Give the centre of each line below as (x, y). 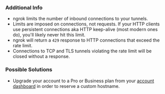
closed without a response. (41, 56)
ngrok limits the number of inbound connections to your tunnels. (80, 19)
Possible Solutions (29, 70)
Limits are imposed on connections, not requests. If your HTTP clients (86, 24)
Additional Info (24, 8)
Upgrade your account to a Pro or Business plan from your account (83, 81)
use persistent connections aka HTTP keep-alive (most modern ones (85, 29)
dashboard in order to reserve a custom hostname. (66, 86)
